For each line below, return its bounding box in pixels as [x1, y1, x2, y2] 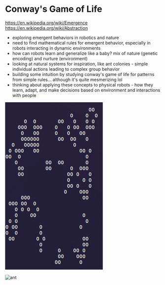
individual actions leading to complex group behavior [12, 66, 120, 72]
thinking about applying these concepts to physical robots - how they [12, 81, 154, 87]
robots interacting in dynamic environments [12, 45, 101, 51]
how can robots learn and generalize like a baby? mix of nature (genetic [12, 50, 158, 56]
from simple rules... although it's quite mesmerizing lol [12, 77, 123, 82]
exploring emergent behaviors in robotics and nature [12, 35, 119, 41]
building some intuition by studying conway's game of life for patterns [12, 71, 155, 77]
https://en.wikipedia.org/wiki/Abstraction [5, 25, 88, 31]
